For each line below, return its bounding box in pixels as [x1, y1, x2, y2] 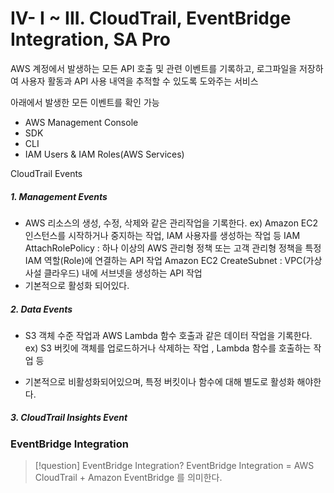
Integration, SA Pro [10, 28, 171, 51]
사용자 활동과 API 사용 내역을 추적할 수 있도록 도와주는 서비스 [20, 75, 259, 87]
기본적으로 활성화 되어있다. [24, 279, 130, 291]
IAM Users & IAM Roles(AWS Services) [24, 148, 185, 160]
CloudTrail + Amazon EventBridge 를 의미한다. [34, 472, 223, 484]
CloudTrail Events [10, 167, 83, 179]
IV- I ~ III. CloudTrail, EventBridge [10, 7, 292, 30]
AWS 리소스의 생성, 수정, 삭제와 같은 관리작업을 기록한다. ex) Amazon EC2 [24, 217, 319, 229]
